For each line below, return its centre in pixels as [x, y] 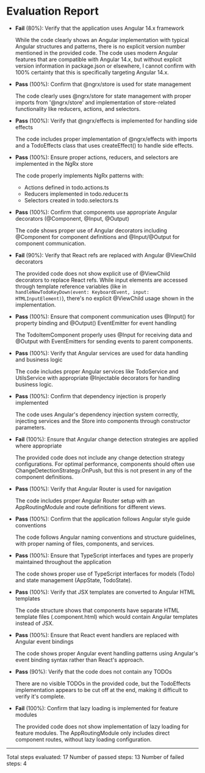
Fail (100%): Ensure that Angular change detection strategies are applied [106, 439]
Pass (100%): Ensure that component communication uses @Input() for [105, 316]
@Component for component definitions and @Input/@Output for [97, 237]
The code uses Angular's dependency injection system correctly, [97, 414]
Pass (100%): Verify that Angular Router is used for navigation [93, 488]
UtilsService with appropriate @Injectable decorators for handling [98, 378]
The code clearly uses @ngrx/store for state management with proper [103, 96]
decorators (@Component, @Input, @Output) [72, 218]
